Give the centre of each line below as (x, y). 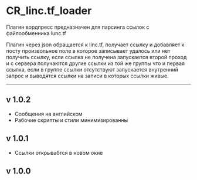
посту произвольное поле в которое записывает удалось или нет (88, 50)
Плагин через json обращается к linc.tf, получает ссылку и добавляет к (95, 45)
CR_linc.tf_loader (49, 11)
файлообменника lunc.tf (36, 33)
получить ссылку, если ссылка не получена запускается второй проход (96, 57)
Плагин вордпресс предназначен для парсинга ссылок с (78, 27)
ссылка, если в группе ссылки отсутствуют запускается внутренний (92, 69)
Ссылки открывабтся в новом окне (59, 152)
